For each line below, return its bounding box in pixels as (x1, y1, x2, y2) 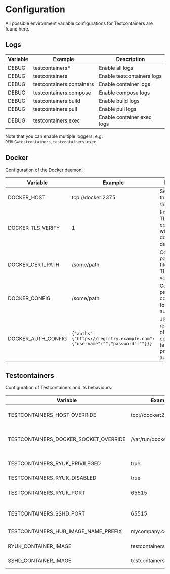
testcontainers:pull (33, 105, 77, 112)
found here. (5, 25, 29, 32)
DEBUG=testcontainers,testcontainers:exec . (5, 138, 98, 144)
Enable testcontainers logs (98, 72, 162, 79)
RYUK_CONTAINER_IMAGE (8, 542, 72, 550)
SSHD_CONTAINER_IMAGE (8, 557, 72, 564)
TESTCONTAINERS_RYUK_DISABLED (8, 474, 97, 481)
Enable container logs (98, 80, 151, 87)
